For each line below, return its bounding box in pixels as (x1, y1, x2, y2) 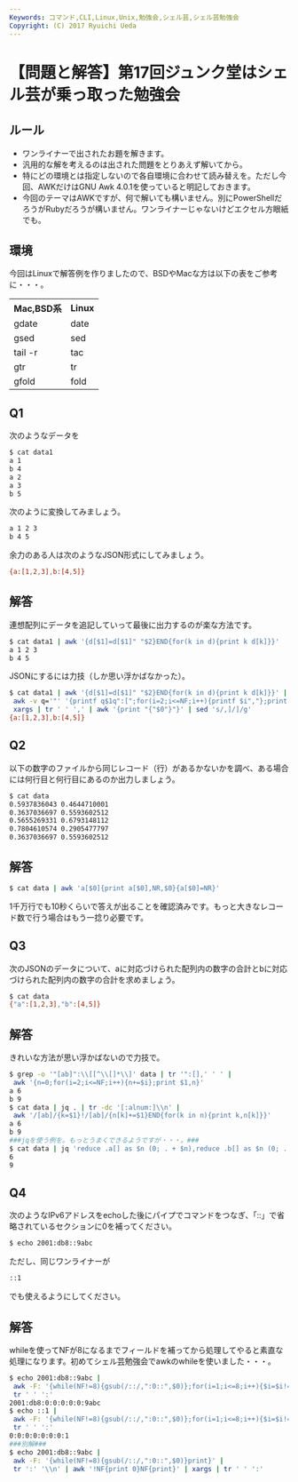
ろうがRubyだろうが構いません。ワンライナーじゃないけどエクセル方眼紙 (21, 203, 289, 214)
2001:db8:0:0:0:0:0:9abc (9, 1398, 101, 1407)
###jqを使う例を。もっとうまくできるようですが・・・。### (9, 1136, 200, 1145)
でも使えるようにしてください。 (9, 1291, 126, 1302)
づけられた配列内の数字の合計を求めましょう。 (9, 974, 180, 984)
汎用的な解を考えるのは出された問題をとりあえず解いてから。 (21, 159, 247, 170)
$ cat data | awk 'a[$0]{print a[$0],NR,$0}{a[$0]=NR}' (9, 883, 220, 893)
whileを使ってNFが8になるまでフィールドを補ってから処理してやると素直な (9, 1344, 284, 1355)
